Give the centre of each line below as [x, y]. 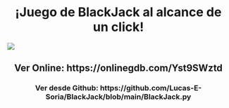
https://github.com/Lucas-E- [151, 88]
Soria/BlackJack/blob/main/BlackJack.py [118, 97]
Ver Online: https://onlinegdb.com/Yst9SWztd [118, 68]
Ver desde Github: [67, 88]
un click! [118, 27]
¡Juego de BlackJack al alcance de [118, 12]
